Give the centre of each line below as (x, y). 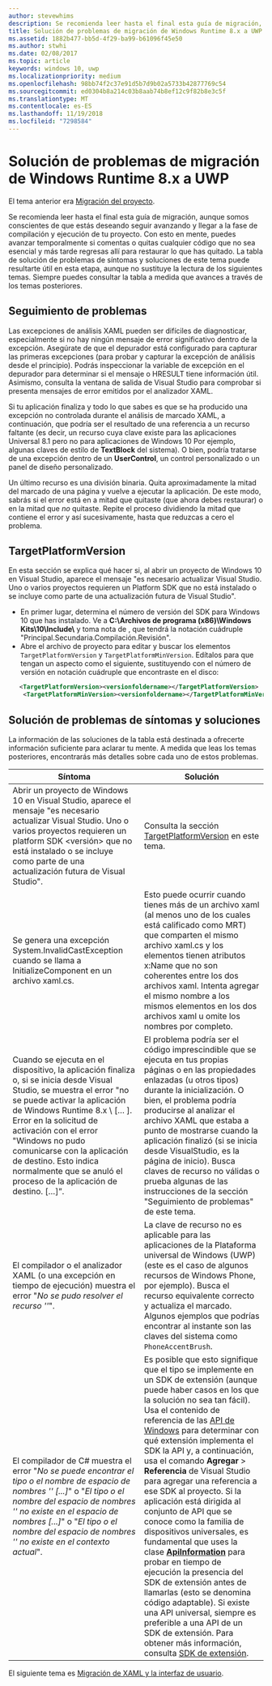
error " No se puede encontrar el (73, 1471)
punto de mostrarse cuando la (201, 1131)
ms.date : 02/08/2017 (43, 53)
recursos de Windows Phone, (200, 1275)
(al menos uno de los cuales (197, 915)
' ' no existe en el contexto (62, 1542)
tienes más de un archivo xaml (202, 905)
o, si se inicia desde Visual (63, 1080)
